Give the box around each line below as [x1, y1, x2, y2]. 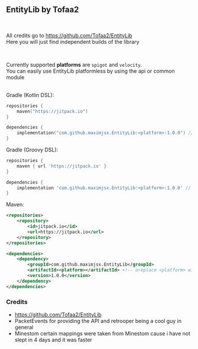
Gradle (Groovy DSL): [6, 146, 58, 153]
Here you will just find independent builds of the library [6, 38, 140, 45]
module [6, 73, 25, 80]
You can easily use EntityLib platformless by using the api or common [6, 67, 175, 75]
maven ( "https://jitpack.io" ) [16, 108, 88, 114]
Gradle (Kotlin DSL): [6, 91, 54, 98]
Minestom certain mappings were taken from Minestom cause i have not [14, 329, 190, 337]
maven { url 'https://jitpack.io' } [16, 163, 107, 169]
